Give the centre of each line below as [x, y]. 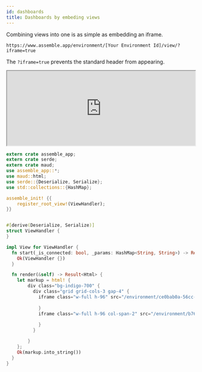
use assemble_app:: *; [33, 171]
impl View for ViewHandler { [42, 247]
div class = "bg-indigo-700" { [64, 286]
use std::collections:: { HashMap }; [49, 187]
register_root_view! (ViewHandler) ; [61, 204]
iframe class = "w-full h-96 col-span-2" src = [94, 314]
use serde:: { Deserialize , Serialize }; [54, 182]
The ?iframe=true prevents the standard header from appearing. [85, 62]
